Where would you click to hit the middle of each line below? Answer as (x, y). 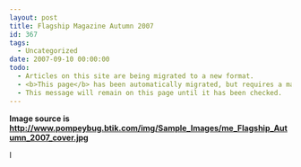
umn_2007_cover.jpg (49, 137)
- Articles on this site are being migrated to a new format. (136, 76)
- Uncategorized (47, 51)
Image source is (39, 119)
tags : (19, 43)
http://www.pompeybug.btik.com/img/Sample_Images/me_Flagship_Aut (149, 127)
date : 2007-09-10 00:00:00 (60, 59)
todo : (19, 68)
